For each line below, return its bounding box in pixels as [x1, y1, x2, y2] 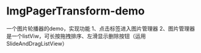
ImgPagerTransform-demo [6, 4, 145, 18]
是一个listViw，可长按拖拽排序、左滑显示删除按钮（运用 [6, 32, 147, 40]
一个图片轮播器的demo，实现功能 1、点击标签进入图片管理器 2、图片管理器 [6, 25, 196, 32]
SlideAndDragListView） [6, 40, 68, 47]
